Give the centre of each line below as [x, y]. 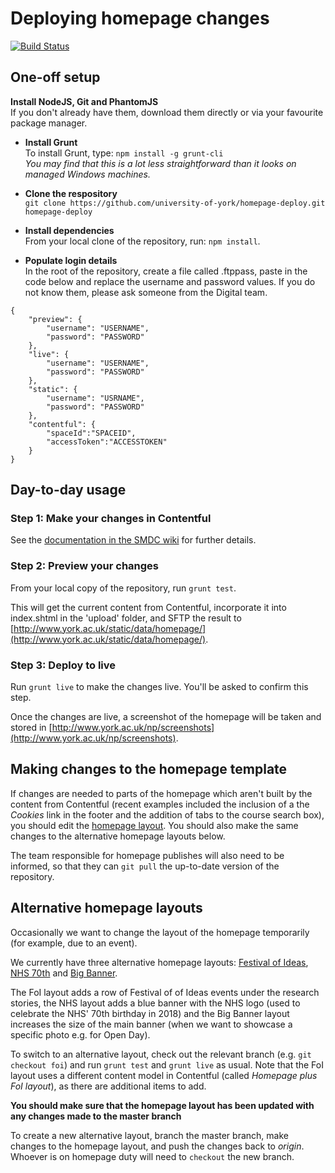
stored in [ [31, 728]
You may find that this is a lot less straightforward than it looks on [160, 163]
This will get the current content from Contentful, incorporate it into [148, 607]
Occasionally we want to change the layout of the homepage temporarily [160, 932]
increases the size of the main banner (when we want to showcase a [151, 1024]
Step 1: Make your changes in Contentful [111, 519]
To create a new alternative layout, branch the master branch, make [149, 1135]
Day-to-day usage [68, 490]
